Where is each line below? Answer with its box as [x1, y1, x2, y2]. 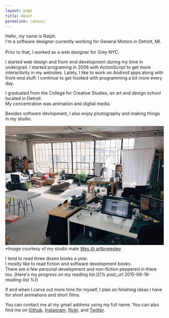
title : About [5, 13, 33, 19]
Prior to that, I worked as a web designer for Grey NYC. [5, 49, 120, 55]
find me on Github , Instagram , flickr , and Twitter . [5, 307, 106, 313]
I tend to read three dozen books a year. [5, 256, 88, 262]
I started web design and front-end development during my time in [5, 59, 143, 65]
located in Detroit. [5, 96, 42, 102]
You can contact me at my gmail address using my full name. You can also [5, 302, 159, 308]
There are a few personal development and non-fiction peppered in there [5, 266, 157, 272]
